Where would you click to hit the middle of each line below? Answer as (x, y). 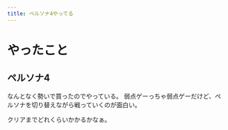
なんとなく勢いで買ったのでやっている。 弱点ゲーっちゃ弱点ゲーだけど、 (111, 96)
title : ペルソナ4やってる (40, 14)
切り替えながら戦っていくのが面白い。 (86, 104)
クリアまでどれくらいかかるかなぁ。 (59, 120)
